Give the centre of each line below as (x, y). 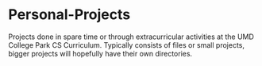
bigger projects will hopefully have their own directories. (100, 53)
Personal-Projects (69, 15)
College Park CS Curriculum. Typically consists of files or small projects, (126, 45)
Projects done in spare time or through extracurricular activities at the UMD (131, 37)
